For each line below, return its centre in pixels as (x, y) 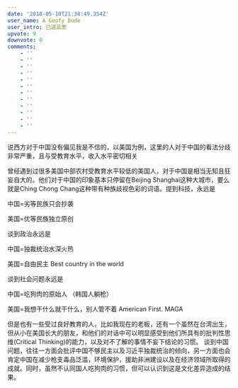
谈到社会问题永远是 (35, 279)
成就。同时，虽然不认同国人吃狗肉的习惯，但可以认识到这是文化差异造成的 (116, 368)
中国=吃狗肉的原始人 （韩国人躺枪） (60, 294)
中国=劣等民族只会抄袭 (41, 203)
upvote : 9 (22, 34)
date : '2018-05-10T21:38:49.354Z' (58, 14)
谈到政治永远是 (29, 234)
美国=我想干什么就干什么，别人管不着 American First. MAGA (95, 309)
